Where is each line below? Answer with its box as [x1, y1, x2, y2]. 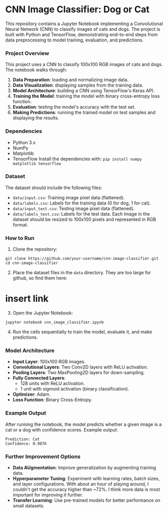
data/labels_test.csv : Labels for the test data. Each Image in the [12, 211, 150, 217]
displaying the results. [12, 115, 60, 121]
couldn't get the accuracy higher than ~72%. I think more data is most [12, 486, 160, 493]
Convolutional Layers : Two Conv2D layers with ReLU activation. [12, 364, 149, 370]
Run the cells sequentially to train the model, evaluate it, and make [12, 329, 152, 335]
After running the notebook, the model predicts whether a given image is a [5, 421, 162, 427]
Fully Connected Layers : [12, 375, 66, 381]
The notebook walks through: [5, 67, 67, 73]
